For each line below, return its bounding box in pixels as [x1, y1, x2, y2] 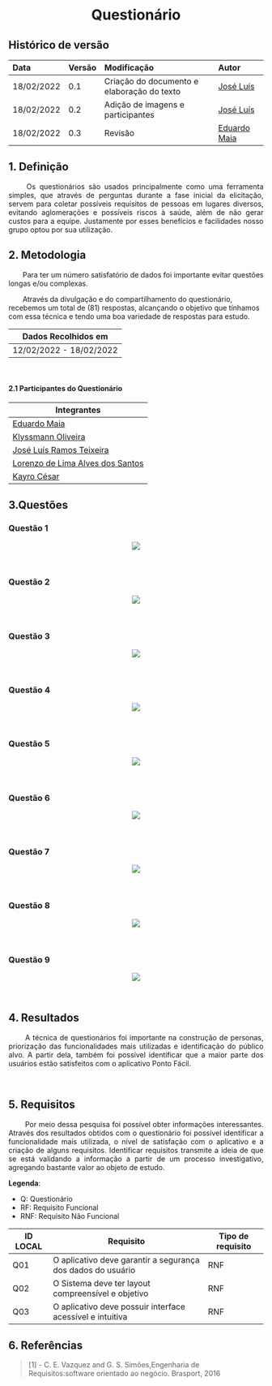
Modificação [104, 62, 155, 73]
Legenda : [8, 1178, 41, 1188]
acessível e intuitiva [52, 1311, 128, 1322]
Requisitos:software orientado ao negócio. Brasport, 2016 [28, 1369, 221, 1379]
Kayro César [12, 471, 60, 482]
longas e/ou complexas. [8, 278, 89, 288]
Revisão [104, 127, 135, 139]
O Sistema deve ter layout [52, 1277, 151, 1289]
